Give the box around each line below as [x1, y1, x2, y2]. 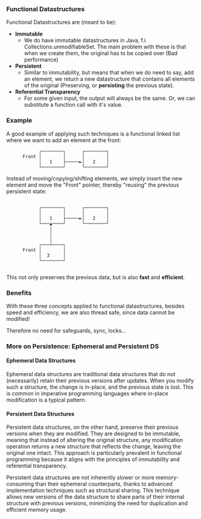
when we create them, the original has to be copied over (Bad [24, 50, 178, 57]
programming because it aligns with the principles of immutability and [6, 456, 180, 463]
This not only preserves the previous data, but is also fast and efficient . [6, 273, 185, 280]
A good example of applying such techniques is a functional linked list [6, 130, 180, 137]
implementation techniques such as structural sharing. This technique [6, 487, 180, 494]
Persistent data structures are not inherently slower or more [6, 474, 155, 481]
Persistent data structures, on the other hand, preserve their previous [6, 423, 179, 431]
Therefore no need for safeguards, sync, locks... [6, 326, 127, 334]
